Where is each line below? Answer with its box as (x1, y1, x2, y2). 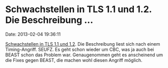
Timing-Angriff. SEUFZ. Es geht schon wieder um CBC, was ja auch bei (5, 46, 154, 52)
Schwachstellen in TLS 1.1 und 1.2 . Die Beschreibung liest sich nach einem (5, 41, 160, 47)
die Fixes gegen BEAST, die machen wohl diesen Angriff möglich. (5, 57, 143, 63)
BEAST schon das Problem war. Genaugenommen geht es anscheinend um (5, 52, 163, 58)
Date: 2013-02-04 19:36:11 (5, 31, 61, 37)
